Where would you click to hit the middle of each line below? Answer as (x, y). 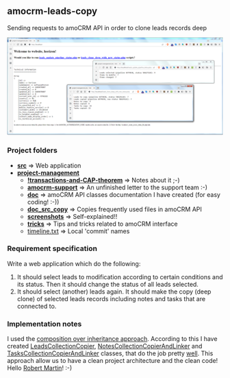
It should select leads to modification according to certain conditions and (120, 276)
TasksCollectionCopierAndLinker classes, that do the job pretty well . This (110, 353)
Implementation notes (44, 324)
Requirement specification (52, 248)
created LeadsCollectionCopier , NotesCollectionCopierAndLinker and (105, 346)
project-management (48, 173)
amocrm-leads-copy (52, 11)
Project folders (33, 150)
